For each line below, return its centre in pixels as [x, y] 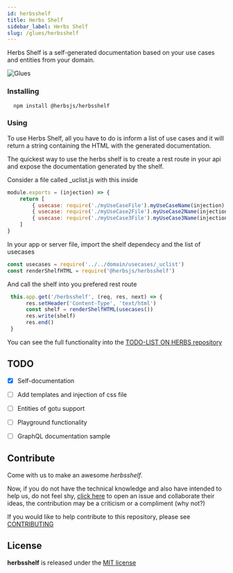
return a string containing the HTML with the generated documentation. [109, 146]
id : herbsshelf [29, 14]
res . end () [40, 323]
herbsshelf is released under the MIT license [72, 563]
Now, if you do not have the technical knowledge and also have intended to [114, 488]
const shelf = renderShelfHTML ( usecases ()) [89, 310]
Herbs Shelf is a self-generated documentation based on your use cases [111, 53]
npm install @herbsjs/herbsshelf [62, 106]
